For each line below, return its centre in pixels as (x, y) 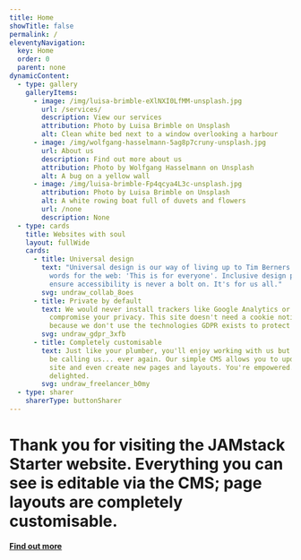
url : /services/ (72, 109)
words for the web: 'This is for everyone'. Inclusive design (168, 276)
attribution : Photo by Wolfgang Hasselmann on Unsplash (148, 168)
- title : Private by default (87, 301)
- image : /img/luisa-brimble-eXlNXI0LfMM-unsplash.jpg (138, 101)
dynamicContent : (39, 76)
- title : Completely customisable (98, 342)
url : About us (68, 151)
